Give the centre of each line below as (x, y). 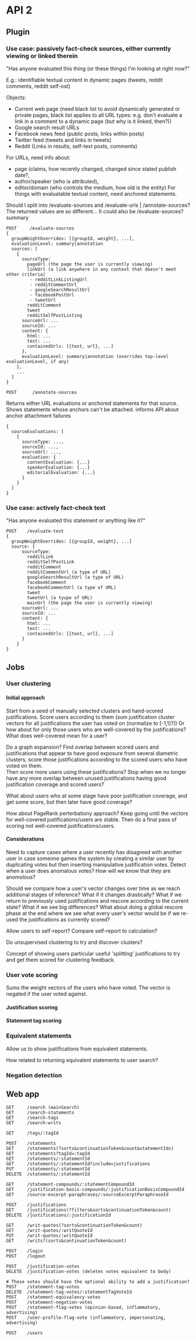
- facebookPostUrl (52, 295)
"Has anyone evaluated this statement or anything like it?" (76, 521)
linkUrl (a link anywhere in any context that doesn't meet (102, 269)
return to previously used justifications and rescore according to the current (97, 900)
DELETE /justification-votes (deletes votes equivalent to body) (89, 1272)
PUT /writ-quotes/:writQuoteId (49, 1236)
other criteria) (26, 274)
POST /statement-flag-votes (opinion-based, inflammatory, (83, 1308)
